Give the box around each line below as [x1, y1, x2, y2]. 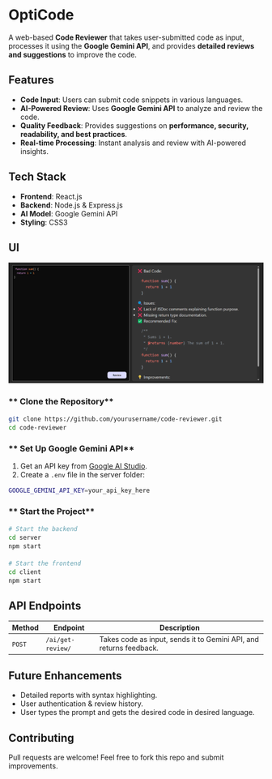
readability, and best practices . [19, 129, 128, 139]
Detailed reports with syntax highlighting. [19, 691, 158, 700]
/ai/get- [45, 636, 75, 644]
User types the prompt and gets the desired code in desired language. [19, 708, 255, 717]
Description [159, 623, 200, 632]
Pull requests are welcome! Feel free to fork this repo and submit [8, 752, 224, 763]
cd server [8, 533, 42, 542]
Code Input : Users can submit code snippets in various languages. [19, 95, 244, 105]
